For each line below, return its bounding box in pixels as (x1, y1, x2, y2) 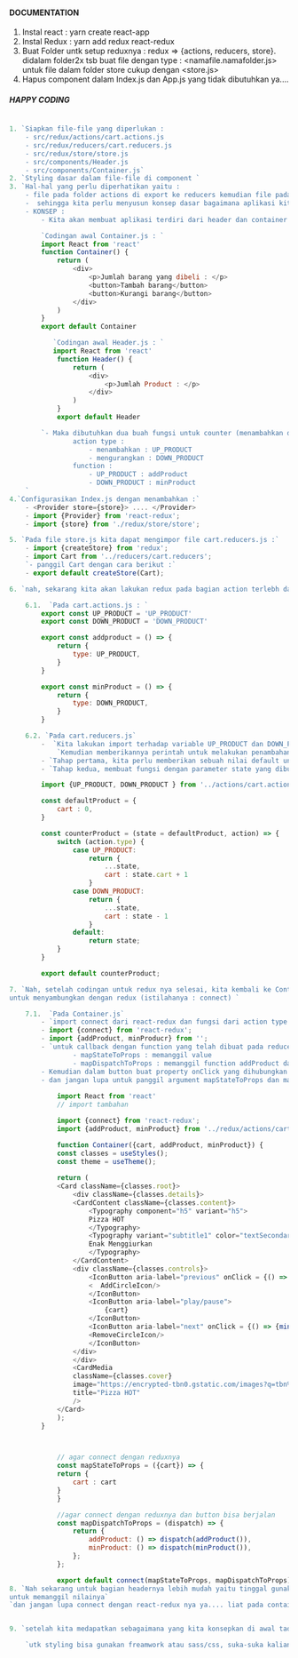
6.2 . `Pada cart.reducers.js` (25, 731, 137, 741)
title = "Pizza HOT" (72, 1389, 141, 1398)
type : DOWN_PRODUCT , (72, 698, 149, 708)
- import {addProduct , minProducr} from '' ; (41, 1034, 208, 1043)
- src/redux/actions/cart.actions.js (25, 133, 165, 142)
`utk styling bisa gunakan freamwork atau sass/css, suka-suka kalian (25, 1640, 292, 1650)
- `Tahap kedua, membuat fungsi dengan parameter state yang (41, 764, 272, 773)
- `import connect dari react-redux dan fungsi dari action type (41, 1017, 288, 1026)
